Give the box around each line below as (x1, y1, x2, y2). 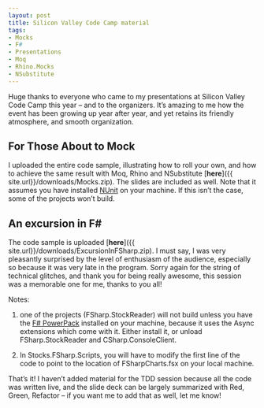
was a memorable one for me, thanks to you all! (8, 280, 162, 289)
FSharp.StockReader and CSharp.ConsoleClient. (19, 336, 177, 345)
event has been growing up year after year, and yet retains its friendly (8, 108, 234, 118)
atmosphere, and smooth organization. (8, 117, 134, 126)
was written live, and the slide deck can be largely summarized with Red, (8, 383, 245, 392)
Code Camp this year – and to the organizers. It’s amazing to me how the (8, 100, 244, 109)
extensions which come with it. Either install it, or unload (19, 327, 203, 336)
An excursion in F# (8, 217, 102, 230)
